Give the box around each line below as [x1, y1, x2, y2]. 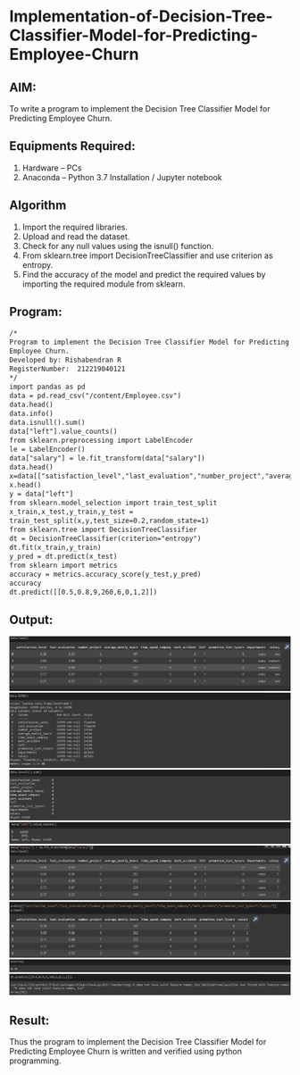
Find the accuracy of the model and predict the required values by [21, 269, 266, 279]
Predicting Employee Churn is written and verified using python [9, 1046, 243, 1057]
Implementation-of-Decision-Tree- [9, 6, 274, 27]
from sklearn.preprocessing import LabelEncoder [9, 436, 194, 446]
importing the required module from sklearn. [21, 279, 186, 289]
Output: [9, 612, 54, 627]
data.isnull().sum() [9, 418, 87, 428]
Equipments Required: [9, 138, 136, 154]
